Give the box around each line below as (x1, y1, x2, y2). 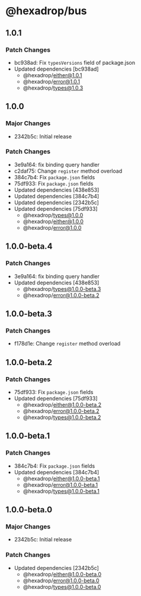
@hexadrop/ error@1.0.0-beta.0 (23, 577, 100, 584)
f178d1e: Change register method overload (14, 340, 121, 347)
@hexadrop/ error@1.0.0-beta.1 (23, 481, 98, 488)
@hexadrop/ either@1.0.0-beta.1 (23, 475, 100, 482)
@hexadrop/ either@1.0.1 (23, 71, 82, 78)
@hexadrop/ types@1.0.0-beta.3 (23, 285, 101, 292)
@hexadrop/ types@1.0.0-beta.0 (23, 583, 101, 590)
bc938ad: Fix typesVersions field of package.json (14, 59, 136, 66)
